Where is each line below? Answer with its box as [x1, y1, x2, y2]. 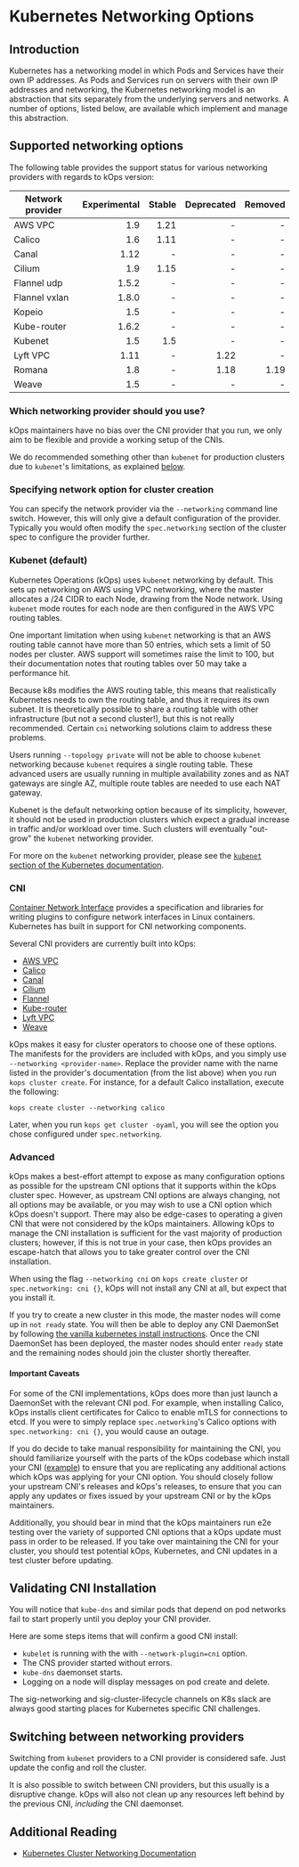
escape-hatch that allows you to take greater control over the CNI [9, 1247, 250, 1258]
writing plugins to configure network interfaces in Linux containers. [9, 911, 255, 922]
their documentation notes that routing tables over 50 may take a [9, 657, 247, 669]
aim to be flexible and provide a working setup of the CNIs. [9, 435, 225, 445]
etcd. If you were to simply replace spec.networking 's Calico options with [9, 1416, 278, 1427]
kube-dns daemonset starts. [21, 1667, 123, 1678]
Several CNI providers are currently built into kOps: [9, 938, 197, 949]
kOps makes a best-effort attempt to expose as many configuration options [9, 1171, 286, 1182]
